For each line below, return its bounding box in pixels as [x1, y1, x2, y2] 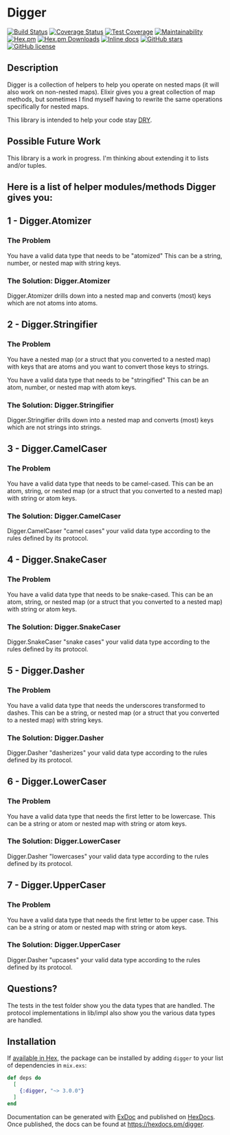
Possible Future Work [7, 136, 101, 147]
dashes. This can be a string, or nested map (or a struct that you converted [7, 709, 220, 717]
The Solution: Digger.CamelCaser [7, 511, 122, 521]
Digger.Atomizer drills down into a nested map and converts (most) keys [7, 291, 211, 300]
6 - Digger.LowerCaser [7, 776, 107, 788]
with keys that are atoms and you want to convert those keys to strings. [7, 363, 209, 371]
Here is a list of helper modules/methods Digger [7, 181, 216, 193]
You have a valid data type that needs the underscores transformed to [7, 701, 206, 709]
